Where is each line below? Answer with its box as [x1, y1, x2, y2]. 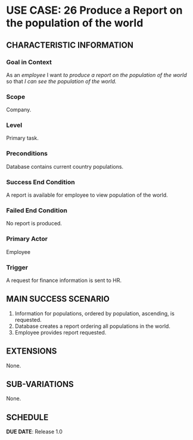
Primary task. [6, 135, 39, 142]
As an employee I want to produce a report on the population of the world [6, 71, 187, 78]
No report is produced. [6, 220, 63, 227]
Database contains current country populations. [6, 163, 124, 170]
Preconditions [6, 150, 48, 158]
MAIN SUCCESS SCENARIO [6, 294, 110, 304]
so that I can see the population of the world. [6, 78, 117, 85]
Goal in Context [6, 58, 52, 66]
